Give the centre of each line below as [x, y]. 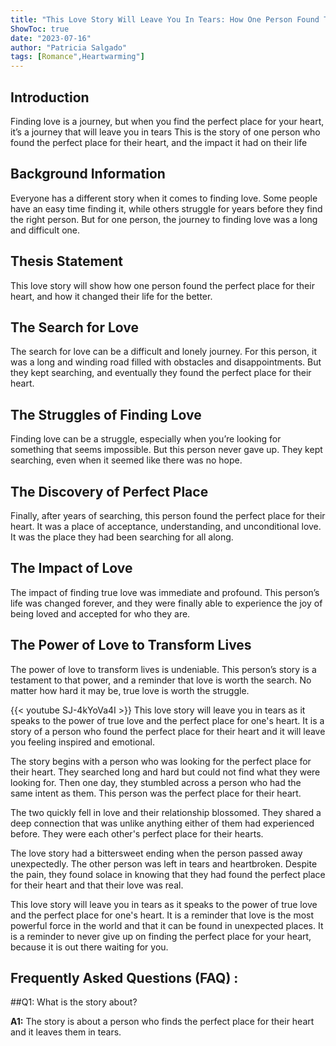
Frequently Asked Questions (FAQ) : [124, 978]
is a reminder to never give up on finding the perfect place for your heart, [161, 936]
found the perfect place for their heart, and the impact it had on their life [159, 142]
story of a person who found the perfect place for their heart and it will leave [168, 731]
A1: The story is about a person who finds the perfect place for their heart [162, 1022]
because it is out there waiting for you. [89, 947]
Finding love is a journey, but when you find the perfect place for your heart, [167, 121]
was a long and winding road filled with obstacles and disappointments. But [166, 362]
